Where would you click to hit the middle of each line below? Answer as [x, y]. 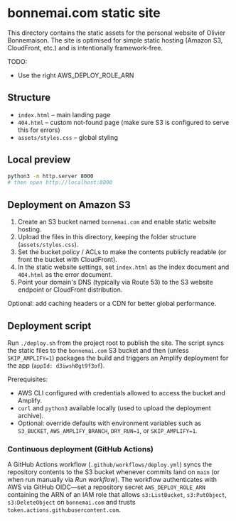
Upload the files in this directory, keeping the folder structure [107, 237]
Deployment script [49, 325]
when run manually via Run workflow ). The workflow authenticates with [112, 480]
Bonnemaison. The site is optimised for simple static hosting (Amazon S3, [115, 40]
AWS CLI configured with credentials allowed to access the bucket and [122, 393]
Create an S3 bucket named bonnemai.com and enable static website [117, 222]
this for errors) [39, 130]
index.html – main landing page [64, 114]
